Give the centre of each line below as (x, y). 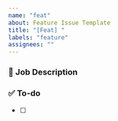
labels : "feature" (38, 37)
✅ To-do (24, 93)
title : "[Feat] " (37, 30)
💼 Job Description (43, 72)
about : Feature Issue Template (59, 23)
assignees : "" (31, 45)
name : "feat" (29, 15)
